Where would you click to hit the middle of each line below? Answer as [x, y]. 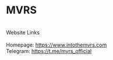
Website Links [23, 32]
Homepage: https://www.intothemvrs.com [57, 45]
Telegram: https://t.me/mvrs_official [49, 51]
